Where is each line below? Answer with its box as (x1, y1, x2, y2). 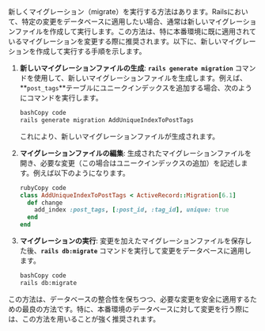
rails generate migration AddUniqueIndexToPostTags (19, 116, 194, 124)
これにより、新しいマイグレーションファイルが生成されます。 (19, 131, 220, 141)
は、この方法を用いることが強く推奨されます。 (8, 314, 161, 323)
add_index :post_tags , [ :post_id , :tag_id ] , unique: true (34, 206, 229, 214)
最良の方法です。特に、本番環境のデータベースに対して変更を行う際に (21, 304, 250, 314)
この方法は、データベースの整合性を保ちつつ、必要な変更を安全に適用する (8, 294, 251, 303)
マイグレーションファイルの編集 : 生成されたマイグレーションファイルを (19, 148, 252, 158)
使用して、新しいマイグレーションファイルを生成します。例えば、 (33, 74, 248, 82)
